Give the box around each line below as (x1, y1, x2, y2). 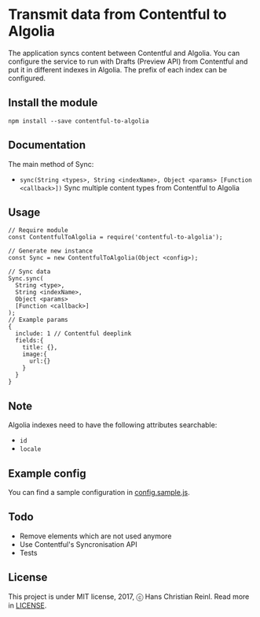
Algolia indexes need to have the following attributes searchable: (8, 420, 218, 430)
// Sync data (8, 268, 51, 276)
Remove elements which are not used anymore (19, 531, 172, 541)
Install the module (8, 96, 98, 109)
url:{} (28, 357, 51, 365)
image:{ (22, 350, 47, 359)
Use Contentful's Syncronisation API (19, 539, 137, 549)
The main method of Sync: (8, 159, 94, 168)
